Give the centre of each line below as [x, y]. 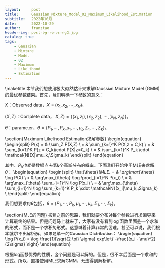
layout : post [23, 10]
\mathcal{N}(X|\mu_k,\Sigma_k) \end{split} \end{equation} [64, 155]
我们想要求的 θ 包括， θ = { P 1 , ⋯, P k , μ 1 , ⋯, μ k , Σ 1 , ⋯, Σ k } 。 [62, 204]
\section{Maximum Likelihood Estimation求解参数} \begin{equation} [73, 139]
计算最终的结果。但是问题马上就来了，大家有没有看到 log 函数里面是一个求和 [82, 221]
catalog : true [20, 37]
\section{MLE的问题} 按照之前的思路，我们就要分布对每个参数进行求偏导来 [81, 215]
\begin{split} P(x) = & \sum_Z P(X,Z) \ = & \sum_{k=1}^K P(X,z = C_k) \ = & [80, 145]
